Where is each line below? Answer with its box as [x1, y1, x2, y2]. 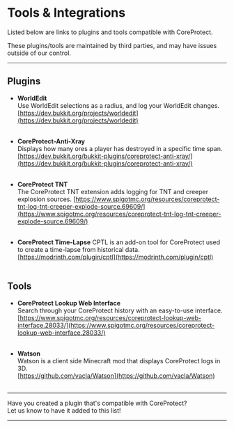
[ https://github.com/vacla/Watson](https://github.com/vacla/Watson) [17, 371, 215, 380]
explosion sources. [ [17, 195, 76, 203]
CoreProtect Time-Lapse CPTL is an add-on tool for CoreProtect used [17, 238, 221, 246]
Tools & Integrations [7, 5, 126, 21]
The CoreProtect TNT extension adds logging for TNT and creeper [17, 187, 209, 196]
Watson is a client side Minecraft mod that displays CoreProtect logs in [17, 356, 221, 365]
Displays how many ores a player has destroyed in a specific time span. [17, 144, 223, 152]
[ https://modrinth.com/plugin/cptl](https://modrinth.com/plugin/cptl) [17, 253, 214, 261]
